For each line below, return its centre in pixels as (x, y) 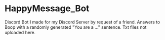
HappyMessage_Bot (47, 9)
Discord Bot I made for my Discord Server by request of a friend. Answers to (82, 22)
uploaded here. (20, 32)
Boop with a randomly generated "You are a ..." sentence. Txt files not (76, 27)
